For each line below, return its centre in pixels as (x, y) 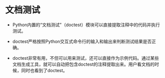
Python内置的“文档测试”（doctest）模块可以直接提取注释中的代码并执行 (86, 25)
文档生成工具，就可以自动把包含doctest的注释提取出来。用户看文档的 (83, 64)
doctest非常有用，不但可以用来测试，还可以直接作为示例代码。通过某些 (86, 58)
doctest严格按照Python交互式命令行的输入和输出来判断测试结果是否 (82, 41)
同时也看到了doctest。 (44, 70)
